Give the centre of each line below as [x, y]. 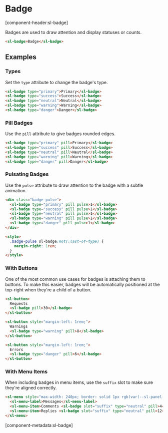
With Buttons [21, 268]
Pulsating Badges [27, 174]
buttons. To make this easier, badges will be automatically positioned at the [82, 284]
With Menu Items [26, 372]
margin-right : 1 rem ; [35, 246]
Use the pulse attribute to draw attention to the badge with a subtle [74, 185]
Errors [16, 349]
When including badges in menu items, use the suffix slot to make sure [79, 382]
